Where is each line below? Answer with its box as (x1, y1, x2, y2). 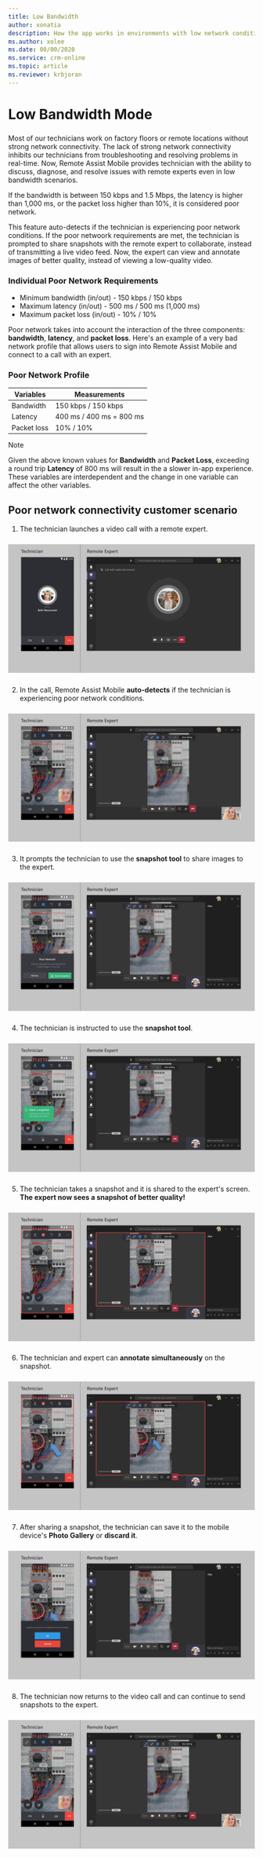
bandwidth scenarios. (8, 175, 78, 185)
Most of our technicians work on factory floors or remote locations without (8, 133, 249, 143)
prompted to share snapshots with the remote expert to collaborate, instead (8, 239, 252, 248)
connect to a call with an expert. (8, 350, 112, 360)
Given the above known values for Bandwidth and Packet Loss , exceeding (8, 455, 250, 465)
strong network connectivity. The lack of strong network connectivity (8, 141, 232, 151)
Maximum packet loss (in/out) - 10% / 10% (19, 310, 157, 320)
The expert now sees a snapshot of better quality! (19, 1192, 186, 1201)
